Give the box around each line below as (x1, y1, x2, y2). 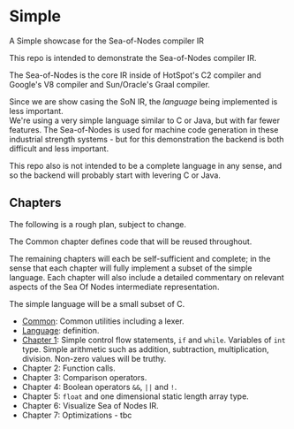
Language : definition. (21, 325, 100, 335)
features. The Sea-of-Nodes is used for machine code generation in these (9, 124, 279, 134)
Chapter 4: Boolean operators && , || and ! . (21, 381, 177, 392)
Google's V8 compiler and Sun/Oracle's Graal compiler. (9, 79, 210, 89)
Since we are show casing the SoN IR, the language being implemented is (9, 96, 278, 107)
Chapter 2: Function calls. (21, 363, 117, 373)
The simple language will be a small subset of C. (9, 298, 185, 309)
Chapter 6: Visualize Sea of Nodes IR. (21, 400, 159, 410)
